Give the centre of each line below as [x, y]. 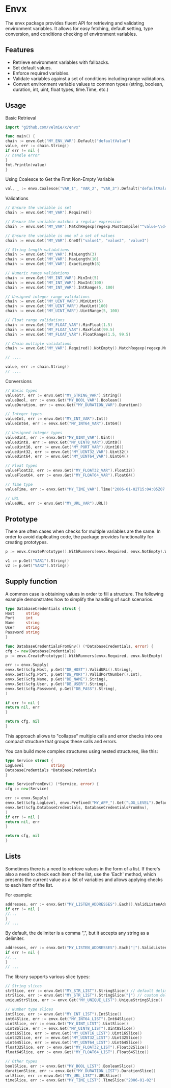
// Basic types [21, 391]
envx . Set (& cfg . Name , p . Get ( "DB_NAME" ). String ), [57, 679]
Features [20, 50]
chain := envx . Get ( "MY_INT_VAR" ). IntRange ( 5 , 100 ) [60, 287]
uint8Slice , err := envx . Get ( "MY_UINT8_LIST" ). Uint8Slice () [70, 1028]
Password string [22, 632]
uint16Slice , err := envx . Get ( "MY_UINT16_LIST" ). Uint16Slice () [74, 1033]
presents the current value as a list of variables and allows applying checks [84, 880]
